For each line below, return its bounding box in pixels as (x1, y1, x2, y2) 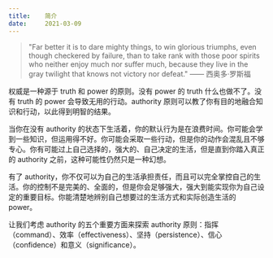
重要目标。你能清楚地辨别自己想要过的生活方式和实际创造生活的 (22, 192, 236, 202)
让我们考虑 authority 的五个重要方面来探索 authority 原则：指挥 (8, 219, 219, 229)
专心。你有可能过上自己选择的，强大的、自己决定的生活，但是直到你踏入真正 (8, 144, 265, 154)
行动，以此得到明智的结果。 (22, 107, 115, 116)
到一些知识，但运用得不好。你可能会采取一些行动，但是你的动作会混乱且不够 (8, 133, 265, 143)
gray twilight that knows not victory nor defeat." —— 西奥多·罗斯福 (28, 68, 252, 78)
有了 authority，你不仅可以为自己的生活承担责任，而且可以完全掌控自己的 (8, 172, 254, 181)
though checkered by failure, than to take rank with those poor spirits (28, 50, 260, 60)
